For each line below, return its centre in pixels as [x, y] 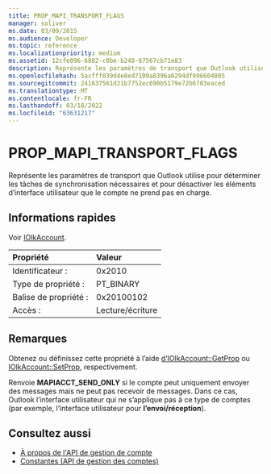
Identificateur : [40, 271]
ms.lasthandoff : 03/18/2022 [56, 106]
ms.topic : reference [43, 46]
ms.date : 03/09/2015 [43, 31]
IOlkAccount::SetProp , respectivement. [73, 367]
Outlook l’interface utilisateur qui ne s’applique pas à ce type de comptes [130, 399]
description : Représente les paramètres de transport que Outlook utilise [137, 69]
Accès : [27, 310]
